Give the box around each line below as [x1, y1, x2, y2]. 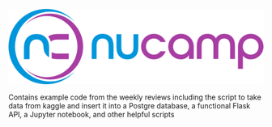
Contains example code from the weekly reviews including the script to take [8, 92, 261, 102]
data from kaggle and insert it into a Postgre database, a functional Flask [8, 101, 251, 111]
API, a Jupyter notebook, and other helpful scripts [8, 110, 175, 120]
